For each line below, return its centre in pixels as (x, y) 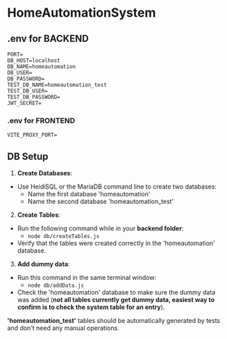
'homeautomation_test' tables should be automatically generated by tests (114, 321)
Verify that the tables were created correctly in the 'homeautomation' (116, 243)
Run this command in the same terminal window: (87, 278)
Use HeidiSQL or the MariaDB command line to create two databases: (117, 187)
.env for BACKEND (48, 39)
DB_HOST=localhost (34, 61)
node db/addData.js (56, 286)
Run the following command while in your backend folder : (100, 228)
